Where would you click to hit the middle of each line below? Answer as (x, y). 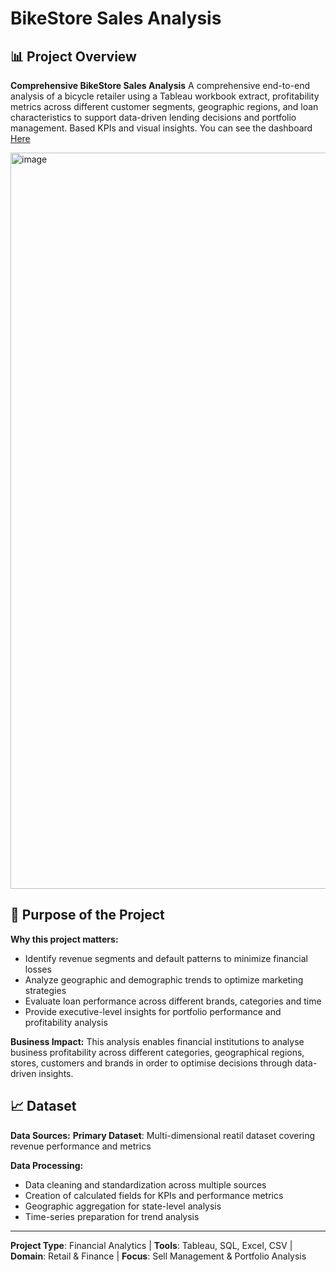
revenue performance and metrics (81, 1146)
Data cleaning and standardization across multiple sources (145, 1184)
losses (38, 969)
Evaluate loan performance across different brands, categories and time (173, 1001)
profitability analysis (66, 1022)
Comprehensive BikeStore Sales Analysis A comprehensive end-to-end (160, 85)
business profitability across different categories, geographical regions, (157, 1052)
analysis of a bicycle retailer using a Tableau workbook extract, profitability (165, 96)
